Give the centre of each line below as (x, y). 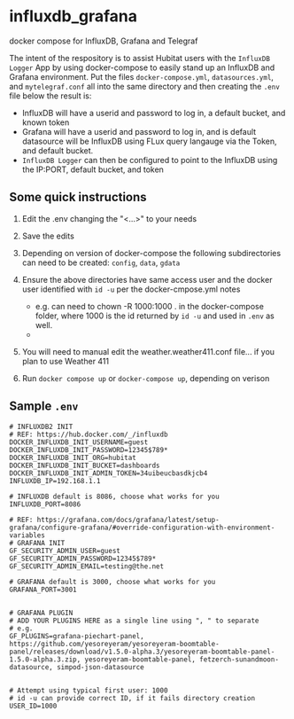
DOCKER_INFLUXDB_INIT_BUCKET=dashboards (85, 465)
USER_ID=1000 (33, 706)
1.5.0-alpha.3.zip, (45, 659)
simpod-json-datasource (100, 667)
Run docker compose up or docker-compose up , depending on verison (146, 378)
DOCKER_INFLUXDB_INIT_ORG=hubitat (73, 457)
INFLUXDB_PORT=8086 (45, 504)
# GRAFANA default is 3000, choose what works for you (112, 582)
